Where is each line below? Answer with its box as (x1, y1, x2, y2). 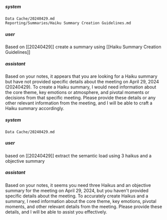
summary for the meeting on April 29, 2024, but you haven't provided (5, 187, 149, 193)
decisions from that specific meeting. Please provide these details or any (5, 94, 156, 100)
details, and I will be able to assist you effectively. (5, 208, 108, 215)
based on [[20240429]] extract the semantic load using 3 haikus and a (5, 153, 152, 159)
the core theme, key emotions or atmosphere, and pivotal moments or (5, 89, 149, 95)
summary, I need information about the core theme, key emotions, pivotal (5, 198, 156, 204)
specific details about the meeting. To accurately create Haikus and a (5, 193, 148, 199)
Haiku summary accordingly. (5, 105, 64, 111)
